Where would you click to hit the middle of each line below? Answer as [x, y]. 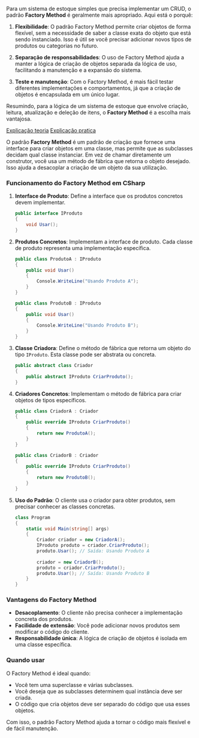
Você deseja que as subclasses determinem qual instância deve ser [99, 691]
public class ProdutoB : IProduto [58, 303]
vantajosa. [19, 119]
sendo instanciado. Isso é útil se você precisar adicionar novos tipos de [103, 39]
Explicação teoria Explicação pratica [51, 130]
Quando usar [25, 660]
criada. [23, 697]
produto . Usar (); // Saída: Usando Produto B [93, 573]
